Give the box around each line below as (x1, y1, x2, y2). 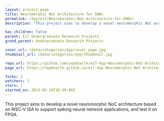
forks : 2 (5, 74, 23, 79)
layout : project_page (5, 7, 49, 12)
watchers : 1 (5, 79, 29, 83)
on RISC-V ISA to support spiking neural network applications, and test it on (5, 106, 158, 112)
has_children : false (5, 30, 47, 35)
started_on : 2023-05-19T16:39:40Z (5, 88, 76, 93)
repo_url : (5, 60, 25, 66)
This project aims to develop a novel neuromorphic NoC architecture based (5, 101, 156, 107)
